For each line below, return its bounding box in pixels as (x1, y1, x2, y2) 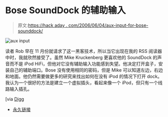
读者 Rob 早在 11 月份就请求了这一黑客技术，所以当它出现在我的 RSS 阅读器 (5, 48, 162, 54)
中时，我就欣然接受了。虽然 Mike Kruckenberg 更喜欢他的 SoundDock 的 (5, 54, 158, 61)
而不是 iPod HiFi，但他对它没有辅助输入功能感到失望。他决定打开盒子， (9, 61, 159, 67)
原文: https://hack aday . (17, 22, 68, 28)
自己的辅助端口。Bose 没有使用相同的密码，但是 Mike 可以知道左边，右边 (9, 67, 163, 73)
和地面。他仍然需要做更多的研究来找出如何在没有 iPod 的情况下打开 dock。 (5, 73, 162, 79)
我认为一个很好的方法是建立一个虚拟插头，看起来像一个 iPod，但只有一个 (5, 79, 158, 86)
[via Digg (5, 96, 24, 102)
